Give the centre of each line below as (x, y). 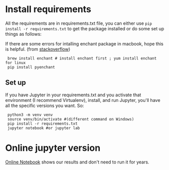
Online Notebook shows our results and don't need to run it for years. (77, 162)
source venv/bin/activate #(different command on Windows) (71, 119)
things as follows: (23, 34)
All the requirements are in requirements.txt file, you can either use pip (79, 23)
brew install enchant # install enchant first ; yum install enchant (82, 58)
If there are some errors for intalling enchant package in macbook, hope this (84, 43)
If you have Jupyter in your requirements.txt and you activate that (73, 95)
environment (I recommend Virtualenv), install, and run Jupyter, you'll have (83, 100)
